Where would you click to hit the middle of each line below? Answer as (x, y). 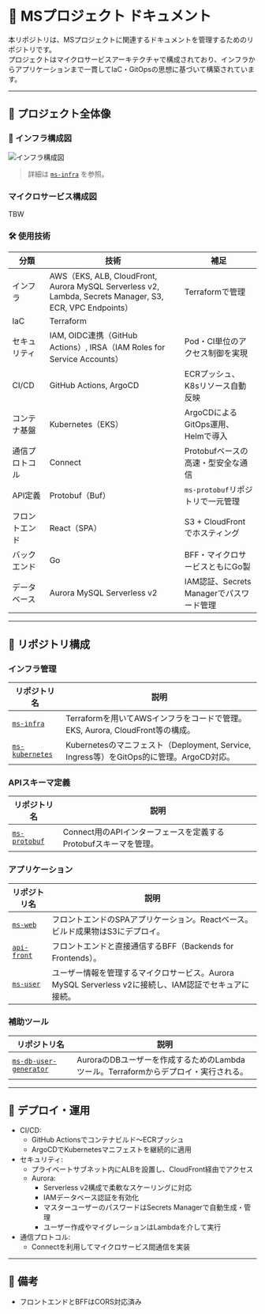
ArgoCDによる (211, 413)
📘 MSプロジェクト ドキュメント (110, 16)
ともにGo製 (229, 567)
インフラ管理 (32, 669)
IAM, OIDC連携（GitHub (93, 335)
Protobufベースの (216, 451)
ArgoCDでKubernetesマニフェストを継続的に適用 (111, 1149)
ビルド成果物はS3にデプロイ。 (108, 931)
